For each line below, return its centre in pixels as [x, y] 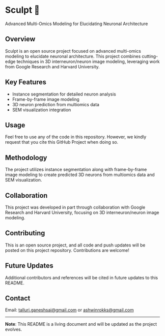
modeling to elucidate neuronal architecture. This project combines [73, 56]
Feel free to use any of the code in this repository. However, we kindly [76, 137]
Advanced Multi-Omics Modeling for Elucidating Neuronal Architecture [77, 24]
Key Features [26, 82]
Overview [20, 39]
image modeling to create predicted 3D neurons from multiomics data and [80, 175]
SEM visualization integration [41, 110]
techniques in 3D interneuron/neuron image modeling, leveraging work [88, 61]
